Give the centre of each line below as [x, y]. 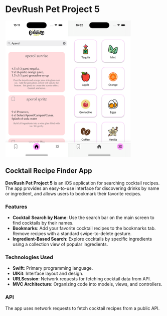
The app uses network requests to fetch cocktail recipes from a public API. [82, 308]
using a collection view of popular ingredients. [60, 244]
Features [16, 206]
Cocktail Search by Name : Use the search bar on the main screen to [83, 218]
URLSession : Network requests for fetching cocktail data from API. [82, 279]
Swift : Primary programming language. [53, 268]
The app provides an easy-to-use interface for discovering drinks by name [82, 188]
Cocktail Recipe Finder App [49, 171]
